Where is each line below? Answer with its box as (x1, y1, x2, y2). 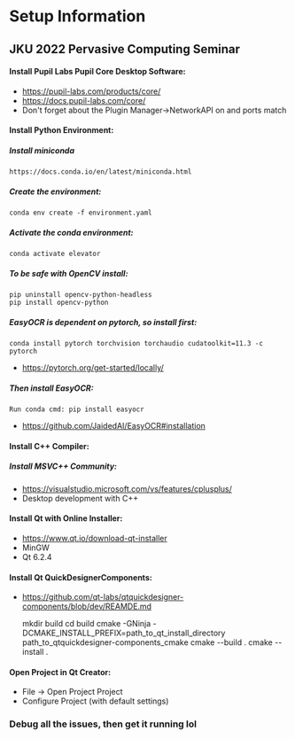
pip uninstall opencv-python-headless (9, 291, 152, 299)
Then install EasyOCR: (9, 383, 95, 393)
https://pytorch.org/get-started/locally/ (21, 362, 164, 373)
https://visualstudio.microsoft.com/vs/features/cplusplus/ (21, 483, 233, 494)
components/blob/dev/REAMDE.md (21, 601, 152, 612)
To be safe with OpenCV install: (9, 268, 128, 278)
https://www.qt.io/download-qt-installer (21, 533, 168, 543)
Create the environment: (9, 186, 102, 197)
